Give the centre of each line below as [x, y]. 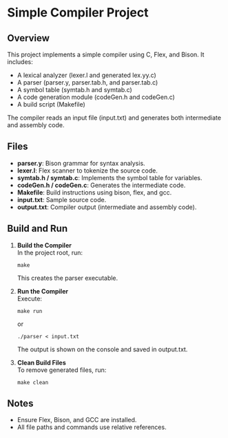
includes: [20, 62]
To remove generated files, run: [62, 370]
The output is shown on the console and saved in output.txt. [102, 349]
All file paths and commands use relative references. [92, 427]
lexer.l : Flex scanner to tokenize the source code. [87, 171]
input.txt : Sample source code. [62, 199]
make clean [33, 382]
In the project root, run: [50, 252]
